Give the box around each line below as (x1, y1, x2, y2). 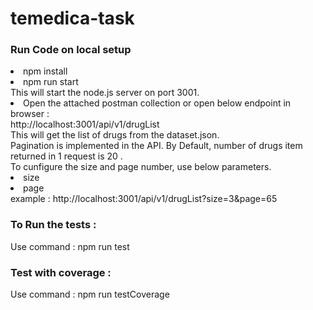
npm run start (23, 76, 79, 88)
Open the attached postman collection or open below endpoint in (23, 97, 292, 109)
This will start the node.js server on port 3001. (10, 87, 200, 99)
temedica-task (10, 7, 135, 30)
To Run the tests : (10, 218, 97, 232)
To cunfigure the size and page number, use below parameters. (10, 161, 272, 173)
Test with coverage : (10, 265, 112, 279)
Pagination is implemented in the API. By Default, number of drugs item (10, 140, 303, 152)
